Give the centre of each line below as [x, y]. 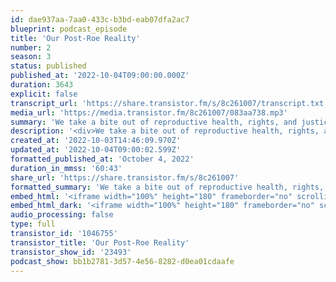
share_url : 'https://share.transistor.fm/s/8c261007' [125, 177]
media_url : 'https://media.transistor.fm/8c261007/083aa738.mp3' [149, 112]
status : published [48, 66]
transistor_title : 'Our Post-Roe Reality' [100, 242]
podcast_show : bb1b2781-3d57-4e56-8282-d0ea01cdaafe [122, 261]
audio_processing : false [62, 215]
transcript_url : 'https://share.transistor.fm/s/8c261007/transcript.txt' [169, 103]
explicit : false [44, 94]
